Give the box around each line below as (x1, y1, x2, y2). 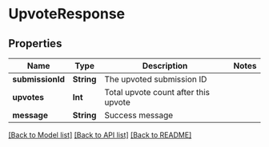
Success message (103, 109, 174, 121)
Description (142, 61, 188, 71)
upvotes (12, 92, 45, 102)
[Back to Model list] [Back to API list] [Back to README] (8, 130, 192, 140)
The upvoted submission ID (103, 73, 207, 85)
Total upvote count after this (103, 87, 211, 97)
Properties (8, 37, 62, 50)
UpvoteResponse (8, 5, 126, 23)
